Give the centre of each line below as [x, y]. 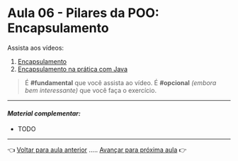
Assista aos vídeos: [36, 48]
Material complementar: [44, 113]
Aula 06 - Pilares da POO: [83, 13]
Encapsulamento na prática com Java [73, 69]
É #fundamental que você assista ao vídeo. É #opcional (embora [120, 82]
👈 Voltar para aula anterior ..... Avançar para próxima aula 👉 [97, 150]
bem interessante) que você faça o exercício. [91, 90]
